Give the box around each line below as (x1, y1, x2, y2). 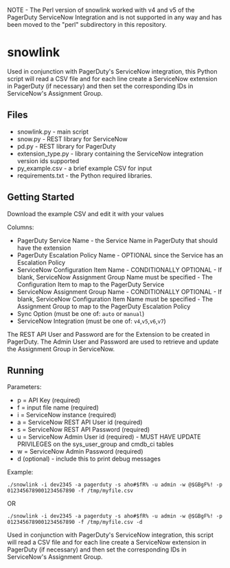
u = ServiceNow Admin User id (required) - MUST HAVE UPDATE (16, 433, 201, 441)
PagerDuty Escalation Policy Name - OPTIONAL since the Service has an (16, 251, 224, 259)
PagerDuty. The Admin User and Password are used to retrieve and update (7, 337, 219, 346)
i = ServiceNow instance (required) (16, 411, 117, 419)
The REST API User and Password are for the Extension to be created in (7, 330, 210, 338)
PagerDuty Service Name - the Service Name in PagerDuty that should (16, 236, 218, 244)
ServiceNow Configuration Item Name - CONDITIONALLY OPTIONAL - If (16, 265, 222, 274)
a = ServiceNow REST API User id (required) (16, 418, 143, 426)
